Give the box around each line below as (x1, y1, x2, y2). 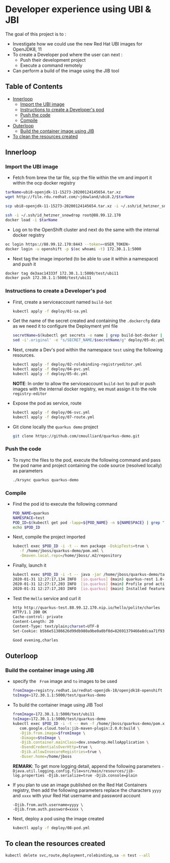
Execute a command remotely (20, 62, 82, 68)
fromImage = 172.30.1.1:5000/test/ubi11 (12, 712, 95, 717)
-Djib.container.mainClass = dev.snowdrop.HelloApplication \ (19, 740, 149, 745)
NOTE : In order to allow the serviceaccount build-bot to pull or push (12, 380, 156, 386)
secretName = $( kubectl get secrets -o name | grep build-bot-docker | (12, 333, 163, 338)
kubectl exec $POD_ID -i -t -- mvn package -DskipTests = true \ (12, 543, 149, 549)
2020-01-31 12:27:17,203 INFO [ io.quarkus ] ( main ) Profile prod (12, 581, 153, 586)
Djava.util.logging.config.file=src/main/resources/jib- (12, 768, 136, 774)
